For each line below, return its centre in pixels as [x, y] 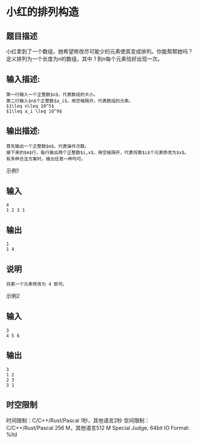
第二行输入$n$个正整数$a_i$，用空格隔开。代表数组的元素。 [70, 101]
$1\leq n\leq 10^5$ [30, 106]
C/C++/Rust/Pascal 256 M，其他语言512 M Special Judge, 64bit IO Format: [98, 428]
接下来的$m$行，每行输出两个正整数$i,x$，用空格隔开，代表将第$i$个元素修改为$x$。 [98, 152]
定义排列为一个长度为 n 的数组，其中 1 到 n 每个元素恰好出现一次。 [84, 59]
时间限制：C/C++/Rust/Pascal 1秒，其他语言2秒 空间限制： [78, 420]
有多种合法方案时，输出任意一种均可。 [46, 159]
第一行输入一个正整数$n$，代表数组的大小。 [52, 95]
